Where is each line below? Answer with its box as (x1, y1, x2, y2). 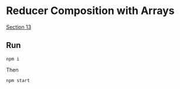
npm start (6, 77, 30, 83)
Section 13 (6, 23, 32, 30)
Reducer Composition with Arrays (6, 4, 175, 18)
